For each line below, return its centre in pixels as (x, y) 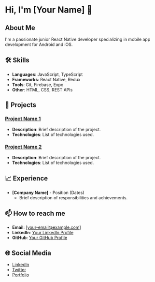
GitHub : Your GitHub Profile (40, 238)
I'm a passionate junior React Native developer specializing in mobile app (78, 39)
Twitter (19, 270)
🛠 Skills (17, 60)
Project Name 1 (23, 119)
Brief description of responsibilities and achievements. (73, 197)
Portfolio (21, 275)
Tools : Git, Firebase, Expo (38, 85)
